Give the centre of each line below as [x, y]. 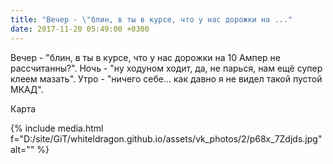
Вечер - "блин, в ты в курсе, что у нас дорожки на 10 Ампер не [145, 57]
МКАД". [27, 89]
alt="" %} [30, 149]
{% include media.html [57, 128]
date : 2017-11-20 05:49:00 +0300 [80, 29]
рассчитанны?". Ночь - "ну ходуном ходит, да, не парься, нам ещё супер [166, 68]
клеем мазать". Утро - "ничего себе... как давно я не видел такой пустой [166, 78]
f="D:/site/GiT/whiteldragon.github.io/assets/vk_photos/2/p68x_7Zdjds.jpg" [166, 138]
